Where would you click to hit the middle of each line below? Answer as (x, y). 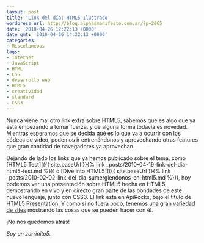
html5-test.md (24, 171)
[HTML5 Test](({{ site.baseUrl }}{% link (56, 164)
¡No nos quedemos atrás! (38, 222)
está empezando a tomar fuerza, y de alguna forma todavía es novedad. (97, 126)
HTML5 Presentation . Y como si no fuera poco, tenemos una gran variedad (101, 203)
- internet (20, 57)
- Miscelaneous (26, 46)
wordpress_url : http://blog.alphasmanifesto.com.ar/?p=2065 (85, 23)
